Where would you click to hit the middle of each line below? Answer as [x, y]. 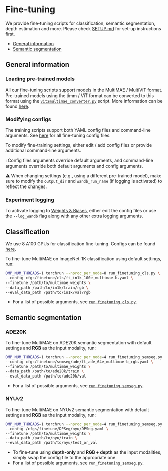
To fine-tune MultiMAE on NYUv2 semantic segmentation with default [77, 409]
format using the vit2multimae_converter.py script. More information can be [84, 101]
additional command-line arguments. [43, 150]
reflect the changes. [26, 186]
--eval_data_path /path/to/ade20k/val [46, 376]
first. [10, 34]
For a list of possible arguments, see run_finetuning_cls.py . [75, 302]
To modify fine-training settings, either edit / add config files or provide [79, 145]
